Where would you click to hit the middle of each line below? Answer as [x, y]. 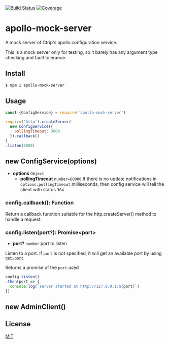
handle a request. [24, 219]
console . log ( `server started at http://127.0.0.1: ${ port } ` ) [75, 286]
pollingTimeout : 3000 [37, 131]
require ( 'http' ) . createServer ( [38, 122]
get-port [14, 258]
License [18, 324]
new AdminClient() [36, 307]
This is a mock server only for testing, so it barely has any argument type [82, 52]
